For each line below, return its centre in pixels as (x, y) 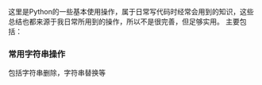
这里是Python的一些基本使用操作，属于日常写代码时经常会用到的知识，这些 (131, 12)
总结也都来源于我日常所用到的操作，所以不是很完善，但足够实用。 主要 (124, 21)
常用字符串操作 (37, 54)
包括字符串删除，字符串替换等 (57, 73)
